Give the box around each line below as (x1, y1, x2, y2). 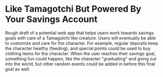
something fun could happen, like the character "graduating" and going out (5, 56, 157, 61)
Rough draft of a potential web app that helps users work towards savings (5, 30, 154, 36)
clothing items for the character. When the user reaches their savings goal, (5, 50, 156, 57)
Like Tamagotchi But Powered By (5, 3, 141, 15)
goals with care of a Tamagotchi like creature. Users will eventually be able (5, 35, 156, 41)
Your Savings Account (5, 14, 98, 25)
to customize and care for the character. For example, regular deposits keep (5, 40, 158, 46)
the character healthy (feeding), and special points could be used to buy (5, 45, 151, 51)
